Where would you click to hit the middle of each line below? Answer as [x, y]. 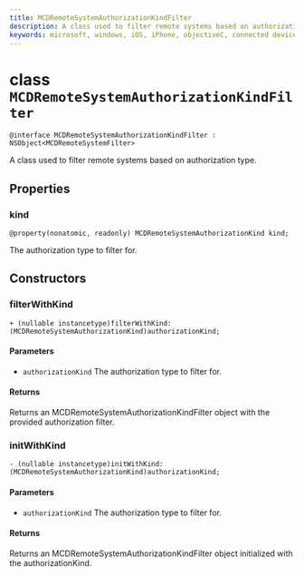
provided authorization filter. [62, 422]
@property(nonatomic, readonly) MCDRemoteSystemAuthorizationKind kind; [149, 233]
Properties [40, 188]
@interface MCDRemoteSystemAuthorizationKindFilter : [113, 136]
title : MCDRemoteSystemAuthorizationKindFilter [101, 18]
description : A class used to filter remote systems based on [129, 26]
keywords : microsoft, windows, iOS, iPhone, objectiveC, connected [139, 34]
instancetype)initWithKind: [111, 464]
